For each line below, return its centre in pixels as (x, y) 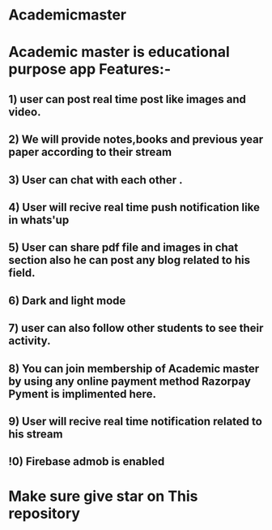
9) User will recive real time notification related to (136, 421)
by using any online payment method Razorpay (130, 381)
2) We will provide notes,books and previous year (136, 140)
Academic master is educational (119, 52)
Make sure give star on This (103, 496)
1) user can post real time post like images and (127, 99)
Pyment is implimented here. (82, 394)
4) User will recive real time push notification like (134, 207)
